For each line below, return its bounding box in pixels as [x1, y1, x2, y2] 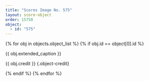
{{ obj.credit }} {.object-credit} [5, 60, 69, 67]
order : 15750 [5, 17, 33, 22]
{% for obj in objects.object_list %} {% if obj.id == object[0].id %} [5, 40, 144, 47]
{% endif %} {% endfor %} [5, 70, 62, 77]
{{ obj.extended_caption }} [5, 51, 62, 57]
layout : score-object [5, 12, 52, 17]
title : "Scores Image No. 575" [5, 7, 72, 13]
